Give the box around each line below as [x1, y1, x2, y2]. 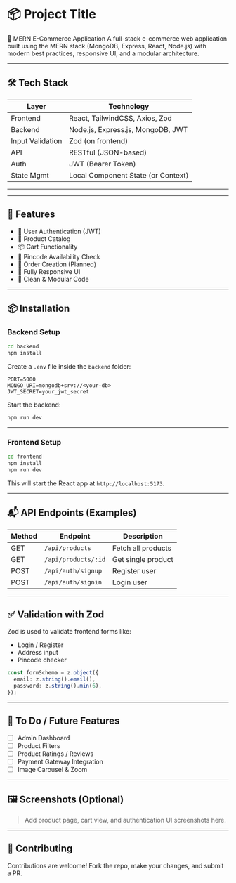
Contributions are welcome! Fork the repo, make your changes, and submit [7, 861, 224, 870]
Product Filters [17, 741, 61, 750]
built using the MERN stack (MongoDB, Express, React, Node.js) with [7, 41, 207, 50]
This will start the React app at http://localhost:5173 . [7, 479, 165, 488]
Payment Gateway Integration [17, 757, 104, 766]
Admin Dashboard [17, 733, 70, 742]
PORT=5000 [7, 376, 37, 383]
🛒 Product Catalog [17, 234, 71, 243]
